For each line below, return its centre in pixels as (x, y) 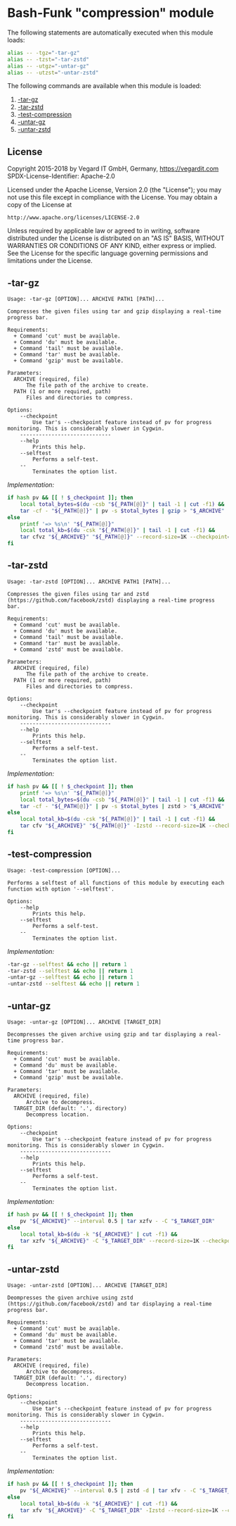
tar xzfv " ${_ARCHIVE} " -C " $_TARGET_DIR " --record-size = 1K (110, 1241)
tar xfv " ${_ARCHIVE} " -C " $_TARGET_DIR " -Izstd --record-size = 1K (119, 1510)
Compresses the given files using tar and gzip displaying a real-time (114, 311)
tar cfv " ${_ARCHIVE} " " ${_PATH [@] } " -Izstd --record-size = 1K (113, 826)
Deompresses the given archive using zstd (70, 1298)
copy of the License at (40, 205)
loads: (16, 39)
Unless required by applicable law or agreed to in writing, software (104, 231)
